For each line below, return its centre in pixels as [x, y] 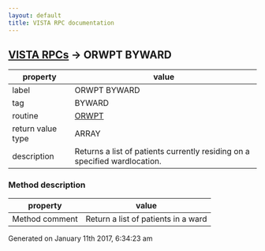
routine [25, 116]
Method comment [45, 219]
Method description [47, 185]
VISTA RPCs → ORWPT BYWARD [90, 55]
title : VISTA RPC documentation [61, 23]
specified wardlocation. [118, 161]
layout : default [35, 15]
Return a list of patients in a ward [146, 219]
